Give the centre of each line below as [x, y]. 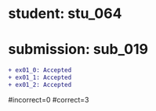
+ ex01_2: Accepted [40, 84]
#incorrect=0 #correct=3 [49, 99]
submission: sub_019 [78, 50]
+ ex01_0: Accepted [40, 70]
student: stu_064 [65, 14]
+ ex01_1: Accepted [40, 77]
